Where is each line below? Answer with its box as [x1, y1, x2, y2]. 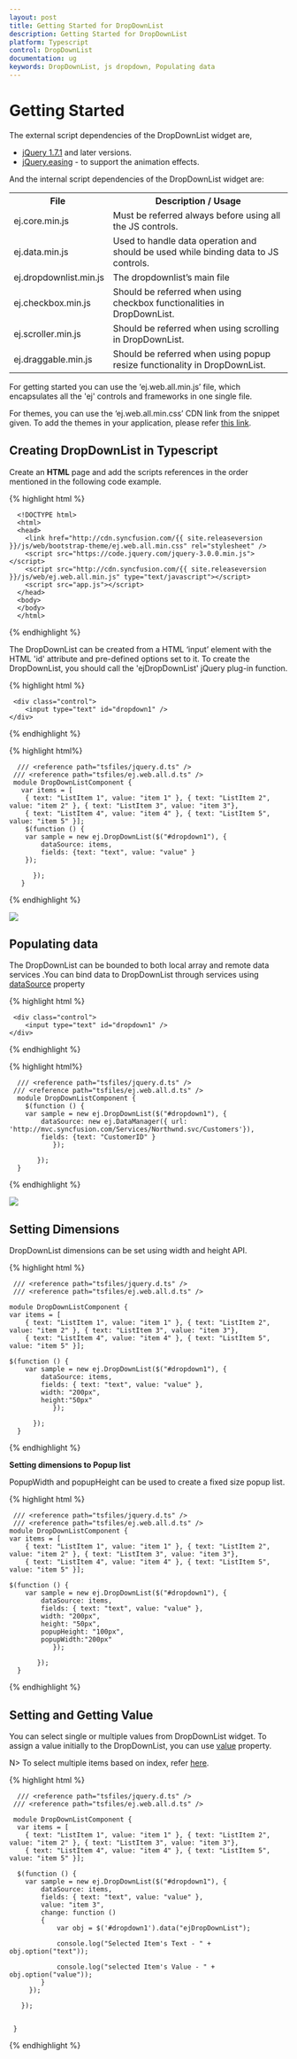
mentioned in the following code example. [9, 476, 162, 487]
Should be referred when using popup [112, 347, 271, 360]
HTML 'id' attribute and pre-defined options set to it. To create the [9, 653, 250, 664]
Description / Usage [155, 194, 241, 207]
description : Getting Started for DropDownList [9, 29, 188, 38]
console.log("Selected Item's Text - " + [56, 1939, 212, 1948]
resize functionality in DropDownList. [112, 358, 266, 370]
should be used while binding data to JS [112, 246, 279, 258]
